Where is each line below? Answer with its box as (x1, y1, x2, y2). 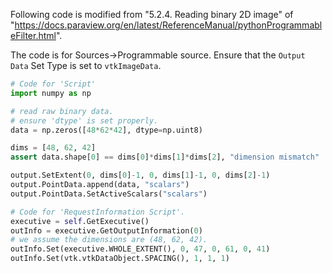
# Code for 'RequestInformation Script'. (10, 207, 186, 217)
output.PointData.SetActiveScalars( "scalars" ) (10, 189, 208, 199)
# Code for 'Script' (10, 79, 97, 89)
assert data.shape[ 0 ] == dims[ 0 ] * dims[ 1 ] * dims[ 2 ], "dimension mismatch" (10, 152, 320, 163)
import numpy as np (10, 88, 92, 98)
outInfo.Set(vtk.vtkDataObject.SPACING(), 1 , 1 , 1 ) (10, 254, 230, 264)
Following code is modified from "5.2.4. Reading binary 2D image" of (10, 9, 294, 20)
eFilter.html (10, 30, 57, 41)
